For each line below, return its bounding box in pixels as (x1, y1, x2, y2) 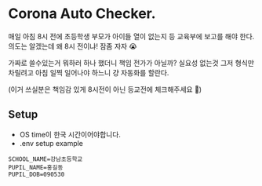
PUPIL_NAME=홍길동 (8, 163, 64, 171)
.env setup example (19, 138, 84, 148)
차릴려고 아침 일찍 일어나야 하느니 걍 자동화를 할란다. (8, 67, 169, 77)
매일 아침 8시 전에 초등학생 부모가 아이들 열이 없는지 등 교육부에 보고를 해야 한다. (8, 31, 255, 41)
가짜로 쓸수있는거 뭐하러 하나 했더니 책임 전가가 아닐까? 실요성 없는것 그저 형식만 (8, 58, 255, 67)
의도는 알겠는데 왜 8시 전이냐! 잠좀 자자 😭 (8, 41, 137, 51)
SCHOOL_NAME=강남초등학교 (8, 155, 83, 163)
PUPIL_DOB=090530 (8, 170, 65, 178)
